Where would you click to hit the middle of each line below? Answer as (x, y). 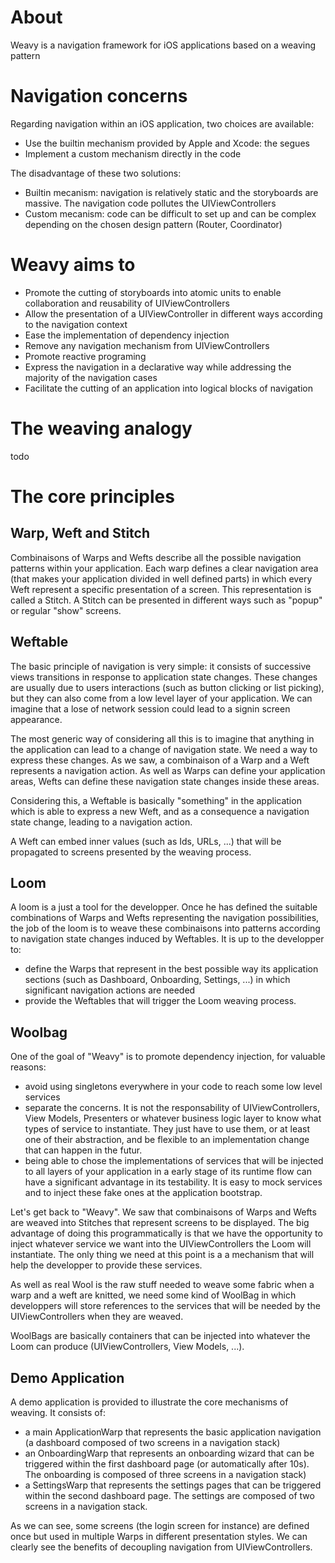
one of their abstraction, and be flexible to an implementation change (167, 1140)
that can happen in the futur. (83, 1150)
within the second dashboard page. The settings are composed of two (169, 1495)
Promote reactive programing (85, 356)
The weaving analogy (101, 428)
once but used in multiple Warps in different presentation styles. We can (159, 1536)
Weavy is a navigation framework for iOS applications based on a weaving (163, 45)
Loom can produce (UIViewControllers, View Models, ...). (127, 1347)
